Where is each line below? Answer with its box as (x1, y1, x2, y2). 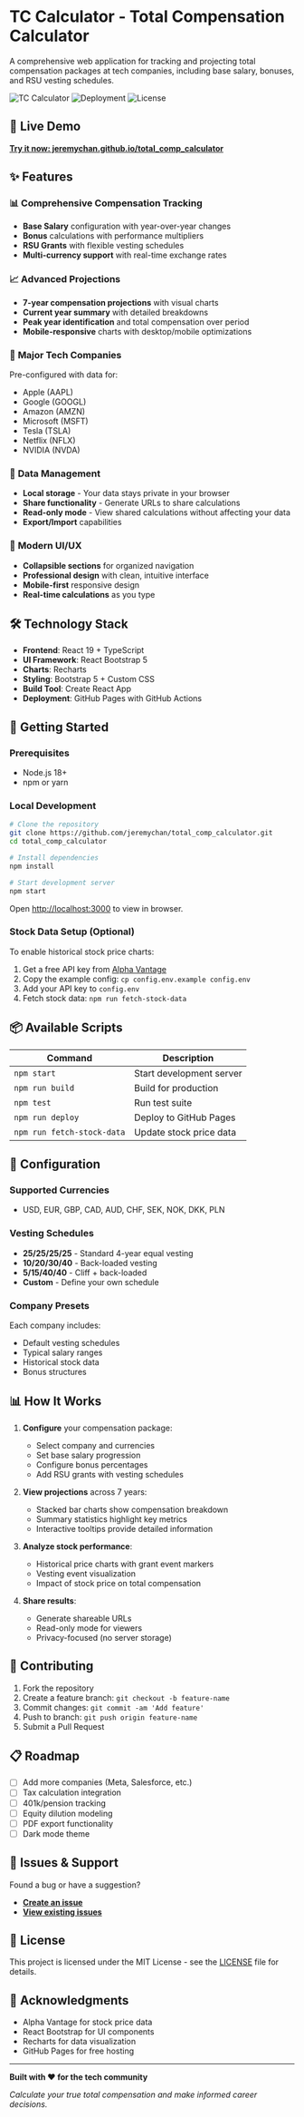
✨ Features (9, 170, 73, 185)
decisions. (9, 2099, 48, 2110)
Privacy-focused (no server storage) (35, 1632, 172, 1643)
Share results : (22, 1595, 77, 1606)
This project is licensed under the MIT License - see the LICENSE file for (9, 1956, 279, 1967)
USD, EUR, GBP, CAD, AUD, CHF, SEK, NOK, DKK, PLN (22, 1205, 225, 1215)
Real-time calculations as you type (22, 589, 156, 600)
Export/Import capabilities (22, 517, 122, 528)
